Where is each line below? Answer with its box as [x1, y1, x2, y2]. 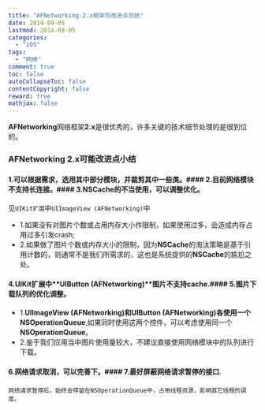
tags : [8, 48, 26, 56]
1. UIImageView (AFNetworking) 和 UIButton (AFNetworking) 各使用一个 [19, 308, 251, 318]
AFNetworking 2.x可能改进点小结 [8, 154, 136, 165]
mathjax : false [8, 99, 58, 107]
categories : [8, 33, 47, 42]
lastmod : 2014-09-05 [8, 26, 77, 34]
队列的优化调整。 [14, 289, 71, 298]
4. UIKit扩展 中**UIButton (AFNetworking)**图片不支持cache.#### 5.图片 [8, 279, 250, 289]
